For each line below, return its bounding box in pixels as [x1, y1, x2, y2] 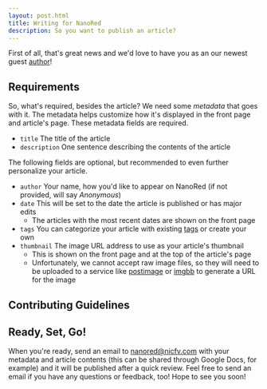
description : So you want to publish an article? [8, 26, 177, 34]
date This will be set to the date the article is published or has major [19, 199, 242, 208]
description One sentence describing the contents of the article [19, 142, 231, 152]
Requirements [8, 80, 80, 93]
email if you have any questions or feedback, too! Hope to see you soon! [8, 372, 246, 382]
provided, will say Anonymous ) [19, 190, 122, 200]
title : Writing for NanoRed [8, 19, 102, 27]
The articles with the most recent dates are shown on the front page [31, 216, 256, 225]
